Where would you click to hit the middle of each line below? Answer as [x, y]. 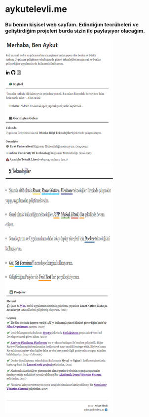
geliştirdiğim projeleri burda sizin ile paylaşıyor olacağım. [75, 31]
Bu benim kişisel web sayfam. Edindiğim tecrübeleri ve [72, 25]
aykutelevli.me [36, 9]
